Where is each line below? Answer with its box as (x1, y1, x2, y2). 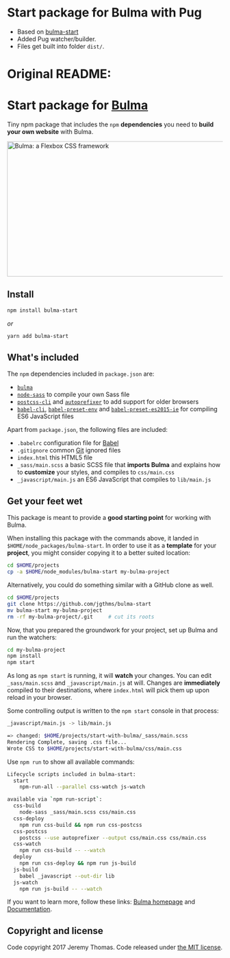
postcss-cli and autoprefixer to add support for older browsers (16, 398, 199, 406)
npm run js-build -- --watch (19, 885, 103, 892)
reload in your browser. (7, 694, 73, 702)
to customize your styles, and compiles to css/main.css (16, 468, 175, 477)
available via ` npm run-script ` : (7, 796, 103, 803)
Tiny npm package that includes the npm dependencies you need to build (7, 120, 214, 128)
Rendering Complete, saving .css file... (7, 738, 127, 746)
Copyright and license (7, 925, 104, 937)
